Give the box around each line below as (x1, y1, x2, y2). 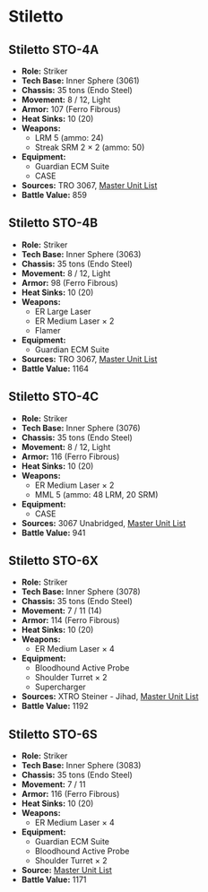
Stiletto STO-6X (8, 553, 100, 568)
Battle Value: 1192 (21, 701, 89, 712)
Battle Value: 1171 (21, 874, 87, 885)
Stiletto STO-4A (8, 42, 100, 57)
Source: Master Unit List (21, 865, 113, 876)
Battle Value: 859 (21, 190, 87, 200)
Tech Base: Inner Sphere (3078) (21, 586, 141, 597)
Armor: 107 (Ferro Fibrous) (21, 104, 122, 114)
